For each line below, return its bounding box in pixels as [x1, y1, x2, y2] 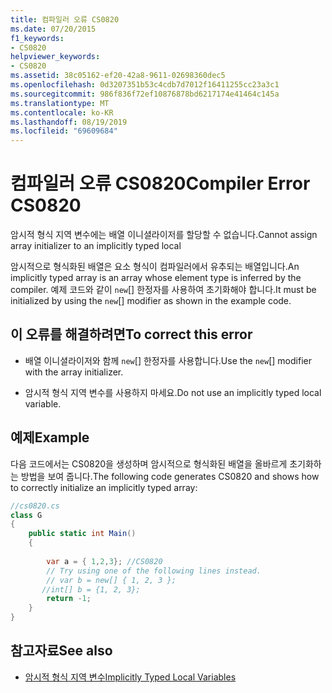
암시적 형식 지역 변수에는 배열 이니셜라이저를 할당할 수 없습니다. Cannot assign [10, 229, 318, 241]
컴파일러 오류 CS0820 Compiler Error [10, 172, 311, 195]
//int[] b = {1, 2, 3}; [41, 584, 141, 595]
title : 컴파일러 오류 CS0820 [10, 14, 120, 25]
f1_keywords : [10, 33, 65, 43]
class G [10, 510, 43, 520]
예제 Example [10, 429, 90, 446]
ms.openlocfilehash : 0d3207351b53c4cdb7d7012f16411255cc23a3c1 [10, 80, 280, 90]
